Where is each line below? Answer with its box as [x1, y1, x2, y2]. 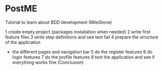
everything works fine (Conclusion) [12, 59, 84, 65]
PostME [5, 3, 38, 14]
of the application [5, 39, 41, 45]
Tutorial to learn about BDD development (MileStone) [5, 19, 112, 25]
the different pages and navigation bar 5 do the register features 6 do [12, 49, 153, 55]
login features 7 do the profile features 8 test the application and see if [12, 54, 155, 60]
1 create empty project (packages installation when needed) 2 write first [5, 29, 151, 35]
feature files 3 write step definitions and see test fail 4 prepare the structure [5, 34, 159, 40]
